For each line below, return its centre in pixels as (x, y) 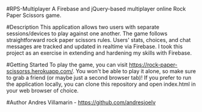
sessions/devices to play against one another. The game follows (87, 33)
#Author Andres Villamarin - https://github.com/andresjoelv (81, 102)
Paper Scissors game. (34, 15)
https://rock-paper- (153, 65)
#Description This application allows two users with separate (83, 27)
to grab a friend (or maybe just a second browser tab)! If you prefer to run (99, 78)
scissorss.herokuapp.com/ (40, 71)
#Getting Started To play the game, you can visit (67, 65)
